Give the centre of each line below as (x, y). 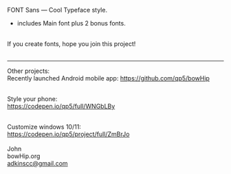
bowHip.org (24, 156)
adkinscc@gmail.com (37, 163)
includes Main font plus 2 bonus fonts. (71, 23)
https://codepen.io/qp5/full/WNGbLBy (61, 106)
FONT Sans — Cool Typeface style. (57, 10)
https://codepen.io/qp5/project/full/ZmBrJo (68, 134)
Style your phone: (32, 99)
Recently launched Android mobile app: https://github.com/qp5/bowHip (108, 78)
